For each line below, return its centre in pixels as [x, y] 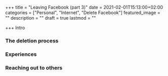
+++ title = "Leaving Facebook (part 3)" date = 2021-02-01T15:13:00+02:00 [84, 7]
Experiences [21, 54]
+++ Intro [15, 28]
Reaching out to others [34, 67]
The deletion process [32, 41]
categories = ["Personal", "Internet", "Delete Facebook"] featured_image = [83, 13]
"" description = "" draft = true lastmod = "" [51, 18]
